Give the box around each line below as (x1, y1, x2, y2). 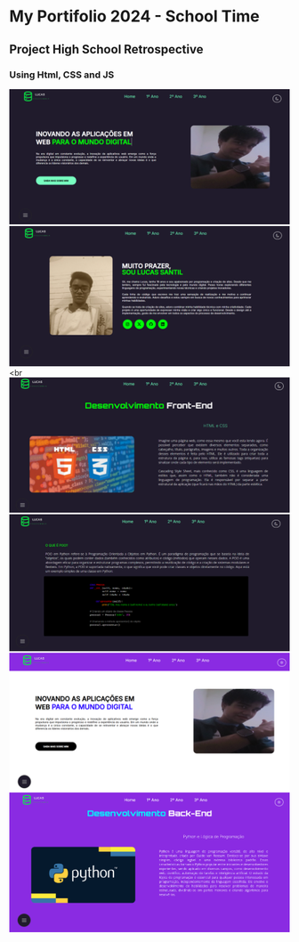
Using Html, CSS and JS (9, 69, 115, 81)
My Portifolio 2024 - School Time (9, 6, 260, 27)
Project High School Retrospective (9, 42, 204, 57)
